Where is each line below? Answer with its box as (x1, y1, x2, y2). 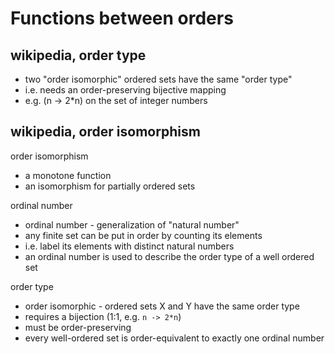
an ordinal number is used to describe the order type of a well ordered (24, 250, 315, 262)
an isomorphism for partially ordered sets (24, 180, 196, 192)
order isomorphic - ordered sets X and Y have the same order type (24, 300, 300, 312)
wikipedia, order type (10, 47, 147, 64)
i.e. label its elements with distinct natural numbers (24, 240, 235, 252)
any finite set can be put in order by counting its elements (24, 229, 263, 241)
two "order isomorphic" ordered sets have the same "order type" (24, 73, 293, 85)
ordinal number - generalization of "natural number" (24, 218, 240, 231)
